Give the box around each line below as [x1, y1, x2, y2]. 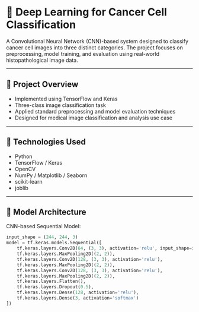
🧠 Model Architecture [6, 207, 87, 217]
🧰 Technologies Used [6, 137, 86, 147]
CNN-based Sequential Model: [6, 223, 81, 230]
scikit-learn [14, 178, 43, 185]
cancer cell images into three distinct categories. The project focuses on [6, 44, 184, 51]
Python [14, 153, 33, 160]
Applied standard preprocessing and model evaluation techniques [14, 108, 176, 115]
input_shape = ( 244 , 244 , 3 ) [6, 234, 78, 240]
